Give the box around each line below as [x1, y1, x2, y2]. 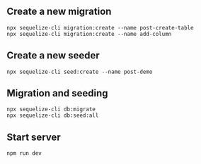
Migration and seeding [6, 87, 108, 99]
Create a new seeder [6, 49, 100, 62]
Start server [6, 131, 61, 143]
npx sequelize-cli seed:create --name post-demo [6, 68, 153, 75]
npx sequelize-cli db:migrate [6, 106, 96, 113]
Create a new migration [6, 6, 112, 18]
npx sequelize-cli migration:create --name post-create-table [6, 24, 194, 31]
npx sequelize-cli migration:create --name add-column [6, 30, 172, 37]
